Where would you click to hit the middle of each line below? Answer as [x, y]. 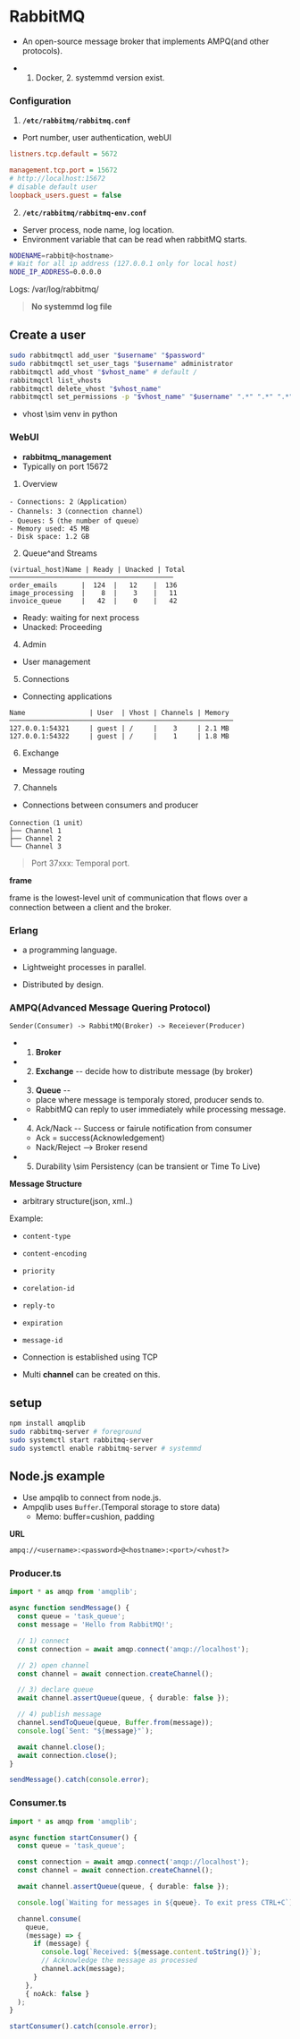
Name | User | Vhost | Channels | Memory [119, 712]
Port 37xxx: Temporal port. [80, 863]
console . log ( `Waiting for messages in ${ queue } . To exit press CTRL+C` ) [155, 1902]
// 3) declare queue [55, 1690]
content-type [46, 1237]
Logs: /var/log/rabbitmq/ [54, 289]
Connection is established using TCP [90, 1357]
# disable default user [54, 187]
